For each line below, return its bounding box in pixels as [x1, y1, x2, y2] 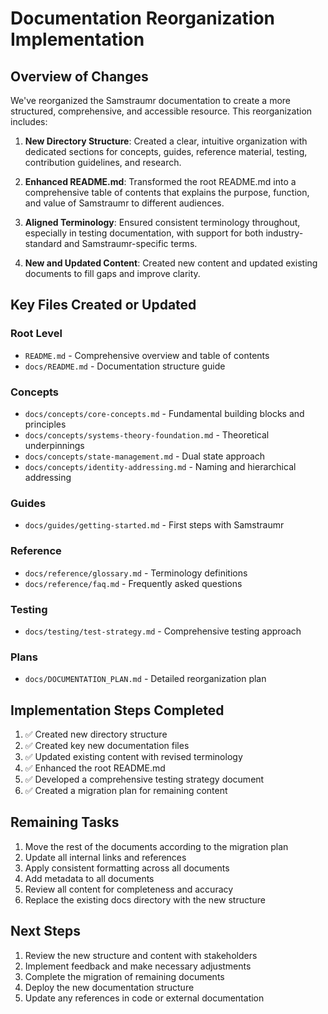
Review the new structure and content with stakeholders [24, 949, 258, 961]
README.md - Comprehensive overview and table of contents [24, 349, 270, 361]
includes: [10, 116, 48, 127]
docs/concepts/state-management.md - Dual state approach [24, 450, 266, 462]
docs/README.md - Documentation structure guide [24, 360, 226, 372]
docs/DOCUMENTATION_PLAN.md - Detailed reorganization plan [24, 673, 267, 685]
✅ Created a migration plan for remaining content [24, 784, 228, 796]
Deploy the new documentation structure [24, 981, 195, 993]
